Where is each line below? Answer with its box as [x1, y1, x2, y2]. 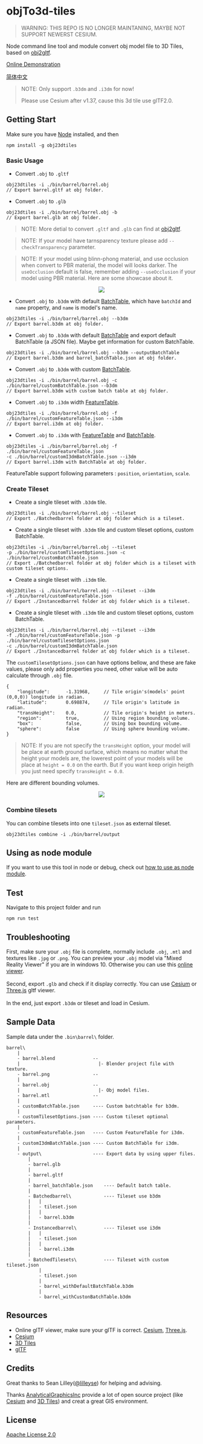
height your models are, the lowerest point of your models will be [21, 755, 183, 762]
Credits [6, 1363, 35, 1374]
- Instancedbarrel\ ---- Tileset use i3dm [28, 1225, 161, 1231]
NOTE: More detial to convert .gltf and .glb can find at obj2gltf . [21, 225, 182, 232]
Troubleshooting [6, 932, 71, 942]
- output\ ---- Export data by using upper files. [17, 1150, 196, 1157]
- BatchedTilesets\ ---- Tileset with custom [28, 1256, 169, 1263]
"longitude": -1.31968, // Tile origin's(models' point [17, 689, 185, 695]
